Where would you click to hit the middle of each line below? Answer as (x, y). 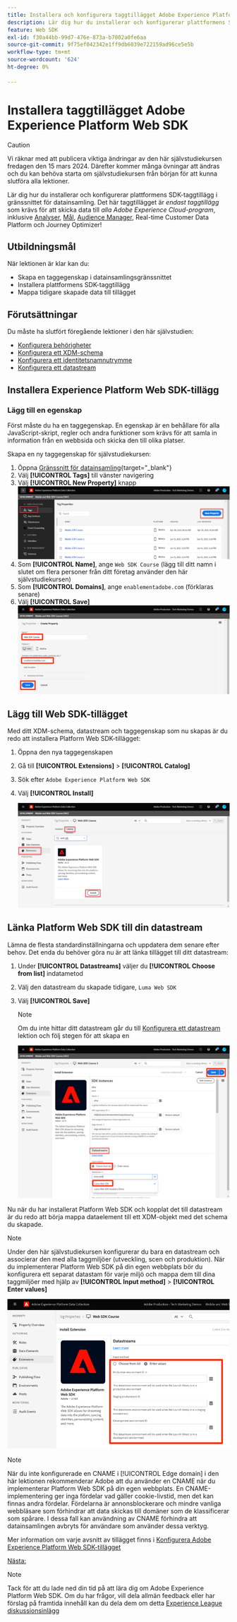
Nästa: (17, 1561)
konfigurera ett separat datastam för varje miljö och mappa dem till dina (111, 1274)
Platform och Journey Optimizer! (55, 224)
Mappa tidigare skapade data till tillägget (77, 292)
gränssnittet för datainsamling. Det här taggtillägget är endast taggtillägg (113, 202)
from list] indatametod (50, 973)
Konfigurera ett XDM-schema (60, 353)
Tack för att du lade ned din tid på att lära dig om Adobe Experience (106, 1588)
